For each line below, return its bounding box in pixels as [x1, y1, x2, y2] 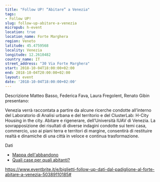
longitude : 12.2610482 [5, 52, 51, 57]
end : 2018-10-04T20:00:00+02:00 [5, 70, 70, 75]
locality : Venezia [5, 48, 42, 52]
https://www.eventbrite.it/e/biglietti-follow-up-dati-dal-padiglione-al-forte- [5, 166, 155, 172]
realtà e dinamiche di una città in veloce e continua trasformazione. [5, 133, 140, 139]
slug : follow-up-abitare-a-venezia [5, 20, 77, 26]
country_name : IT [5, 57, 40, 62]
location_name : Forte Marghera [5, 34, 68, 39]
